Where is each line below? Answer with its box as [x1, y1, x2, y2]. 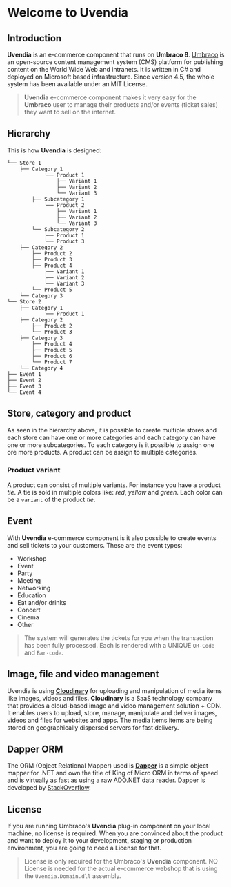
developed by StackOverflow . [7, 784, 91, 792]
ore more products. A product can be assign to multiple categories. [7, 448, 198, 456]
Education [17, 591, 46, 599]
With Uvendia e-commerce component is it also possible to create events [7, 533, 217, 542]
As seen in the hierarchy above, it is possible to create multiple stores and [7, 426, 217, 434]
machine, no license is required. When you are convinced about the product [7, 829, 223, 837]
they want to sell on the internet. [23, 108, 116, 116]
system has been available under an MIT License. [7, 80, 148, 88]
